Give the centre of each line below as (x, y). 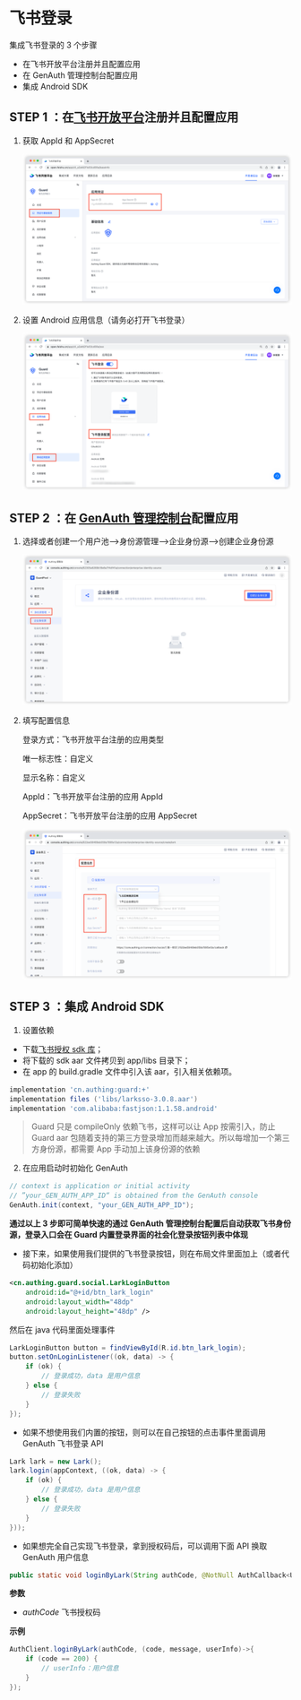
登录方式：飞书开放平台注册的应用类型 (93, 739)
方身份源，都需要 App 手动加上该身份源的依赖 (116, 1149)
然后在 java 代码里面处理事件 (62, 1329)
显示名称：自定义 (54, 778)
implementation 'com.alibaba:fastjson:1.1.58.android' (114, 1109)
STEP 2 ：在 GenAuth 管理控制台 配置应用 (124, 518)
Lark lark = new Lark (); (56, 1462)
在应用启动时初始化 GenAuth (75, 1168)
